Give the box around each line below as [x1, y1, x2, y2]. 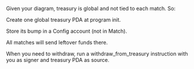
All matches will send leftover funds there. [6, 39, 108, 46]
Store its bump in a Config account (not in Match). [6, 27, 128, 34]
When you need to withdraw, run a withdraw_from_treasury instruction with [6, 50, 188, 57]
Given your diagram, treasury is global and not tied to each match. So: [6, 5, 176, 12]
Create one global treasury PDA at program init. [6, 16, 121, 23]
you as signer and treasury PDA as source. [6, 57, 110, 63]
